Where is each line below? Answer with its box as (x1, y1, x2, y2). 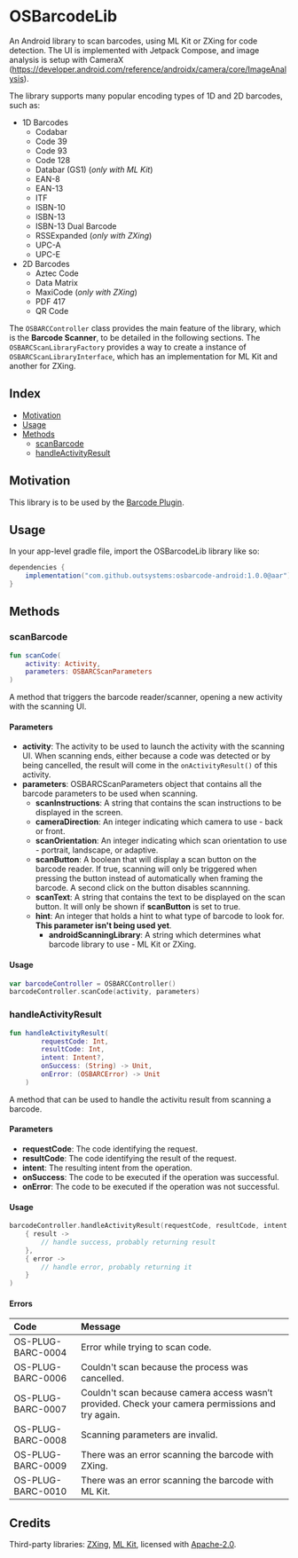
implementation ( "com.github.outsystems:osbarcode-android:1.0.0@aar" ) (25, 571, 292, 580)
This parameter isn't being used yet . (35, 920, 172, 931)
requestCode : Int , (41, 1036, 109, 1046)
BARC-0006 (13, 1373, 67, 1385)
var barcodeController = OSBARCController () (9, 979, 176, 988)
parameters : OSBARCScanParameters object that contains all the (21, 779, 263, 790)
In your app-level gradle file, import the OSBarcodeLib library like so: (9, 546, 260, 556)
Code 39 (35, 136, 68, 146)
